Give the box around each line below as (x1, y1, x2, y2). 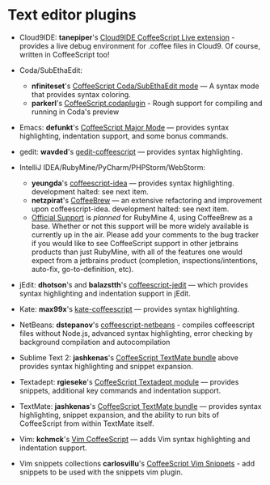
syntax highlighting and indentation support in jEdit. (19, 288, 191, 298)
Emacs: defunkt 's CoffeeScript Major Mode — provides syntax (19, 122, 230, 132)
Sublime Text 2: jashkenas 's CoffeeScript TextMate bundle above (19, 352, 239, 362)
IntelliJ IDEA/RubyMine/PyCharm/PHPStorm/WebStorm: (19, 162, 206, 172)
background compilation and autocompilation (19, 337, 171, 347)
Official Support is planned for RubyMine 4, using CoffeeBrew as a (31, 212, 253, 222)
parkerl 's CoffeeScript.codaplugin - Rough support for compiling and (31, 98, 263, 108)
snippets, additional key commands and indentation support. (19, 385, 221, 395)
